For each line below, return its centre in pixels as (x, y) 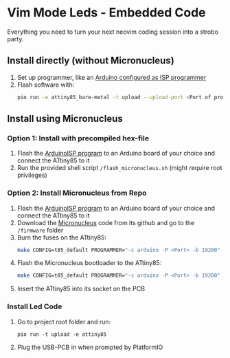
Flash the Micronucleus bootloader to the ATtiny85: (89, 263)
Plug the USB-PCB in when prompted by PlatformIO (90, 347)
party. (15, 39)
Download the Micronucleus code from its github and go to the (106, 222)
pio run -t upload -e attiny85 (62, 334)
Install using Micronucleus (65, 119)
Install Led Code (35, 306)
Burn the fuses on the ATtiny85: (61, 237)
